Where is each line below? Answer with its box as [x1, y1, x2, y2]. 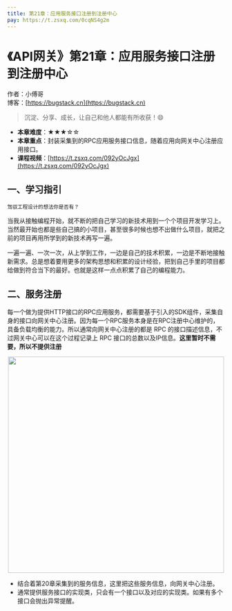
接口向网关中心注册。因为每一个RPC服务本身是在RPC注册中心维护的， [19, 316, 220, 325]
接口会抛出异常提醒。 [17, 596, 78, 605]
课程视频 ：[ [17, 154, 50, 163]
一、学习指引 [7, 183, 62, 195]
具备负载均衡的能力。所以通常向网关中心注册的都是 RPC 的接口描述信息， [7, 325, 217, 334]
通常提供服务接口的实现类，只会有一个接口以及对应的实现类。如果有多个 [17, 588, 223, 596]
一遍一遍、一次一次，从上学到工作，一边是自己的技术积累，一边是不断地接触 [7, 248, 225, 257]
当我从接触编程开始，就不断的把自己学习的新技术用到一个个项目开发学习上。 [7, 217, 225, 225]
